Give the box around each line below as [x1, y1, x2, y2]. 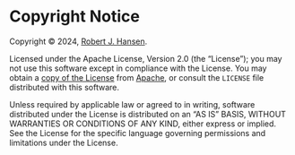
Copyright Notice [9, 6, 141, 27]
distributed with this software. [9, 82, 119, 92]
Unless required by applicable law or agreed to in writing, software [9, 99, 256, 109]
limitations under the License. [9, 137, 118, 148]
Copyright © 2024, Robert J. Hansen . [9, 36, 148, 47]
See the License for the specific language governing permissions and [9, 127, 266, 138]
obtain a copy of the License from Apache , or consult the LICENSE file [9, 72, 265, 82]
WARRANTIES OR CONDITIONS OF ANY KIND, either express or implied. [9, 118, 276, 129]
